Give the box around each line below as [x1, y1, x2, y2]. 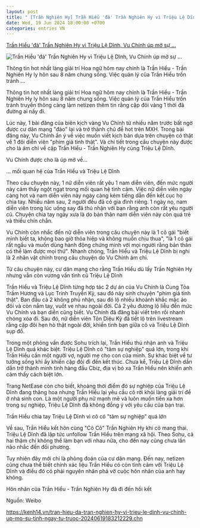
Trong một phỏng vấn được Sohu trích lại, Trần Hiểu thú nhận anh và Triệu [6, 339, 188, 346]
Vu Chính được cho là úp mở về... [6, 156, 88, 164]
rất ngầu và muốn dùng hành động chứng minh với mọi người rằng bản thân [6, 242, 192, 249]
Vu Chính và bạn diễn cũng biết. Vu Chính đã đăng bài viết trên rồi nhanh [6, 309, 186, 316]
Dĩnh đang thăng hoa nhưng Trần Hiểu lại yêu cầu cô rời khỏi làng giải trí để [6, 389, 192, 396]
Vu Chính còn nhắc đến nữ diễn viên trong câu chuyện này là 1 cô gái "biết [6, 229, 189, 236]
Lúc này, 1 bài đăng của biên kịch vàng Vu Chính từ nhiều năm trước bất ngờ [6, 120, 193, 127]
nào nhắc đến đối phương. [6, 443, 71, 451]
